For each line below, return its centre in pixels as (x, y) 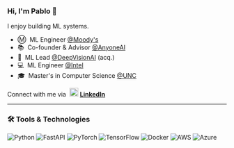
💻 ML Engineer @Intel (50, 65)
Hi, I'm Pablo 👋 (32, 11)
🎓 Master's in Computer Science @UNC (77, 76)
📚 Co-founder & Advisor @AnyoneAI (71, 47)
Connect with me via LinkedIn (56, 94)
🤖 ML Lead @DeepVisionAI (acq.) (66, 58)
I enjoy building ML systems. (48, 26)
